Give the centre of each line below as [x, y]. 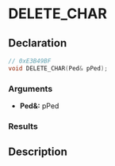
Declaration [38, 43]
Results [23, 126]
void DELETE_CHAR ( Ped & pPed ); [58, 68]
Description [38, 152]
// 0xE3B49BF [30, 61]
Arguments [31, 89]
